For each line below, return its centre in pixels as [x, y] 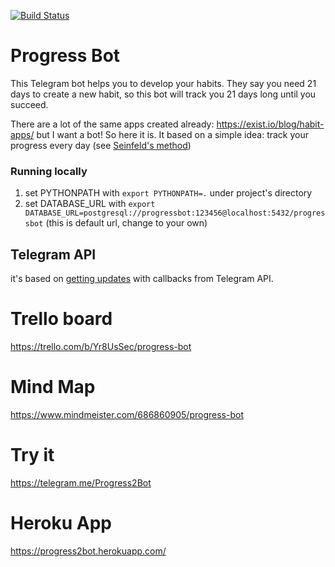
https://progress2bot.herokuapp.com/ [88, 551]
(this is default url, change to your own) [126, 223]
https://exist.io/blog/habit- [270, 124]
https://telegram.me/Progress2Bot [81, 482]
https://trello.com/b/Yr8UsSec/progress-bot [101, 346]
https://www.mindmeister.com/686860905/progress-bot [127, 414]
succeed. [29, 104]
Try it [32, 455]
